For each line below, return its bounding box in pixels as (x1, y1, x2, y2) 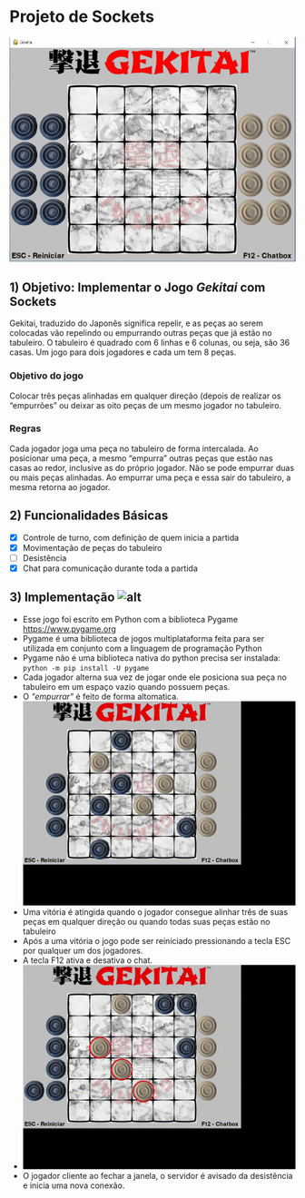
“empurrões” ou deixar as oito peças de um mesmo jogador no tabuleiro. (9, 399, 282, 410)
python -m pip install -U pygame (22, 663, 150, 673)
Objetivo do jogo (9, 369, 84, 382)
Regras (9, 422, 42, 435)
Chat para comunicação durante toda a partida (22, 563, 198, 574)
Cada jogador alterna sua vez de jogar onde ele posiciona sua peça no (22, 672, 288, 682)
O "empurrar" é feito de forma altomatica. (22, 691, 179, 702)
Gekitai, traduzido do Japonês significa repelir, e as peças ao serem (9, 318, 263, 329)
